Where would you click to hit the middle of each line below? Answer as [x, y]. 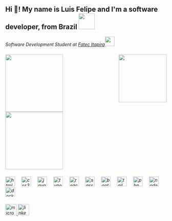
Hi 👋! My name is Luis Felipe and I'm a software [82, 9]
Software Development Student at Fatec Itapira [55, 44]
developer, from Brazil [41, 27]
